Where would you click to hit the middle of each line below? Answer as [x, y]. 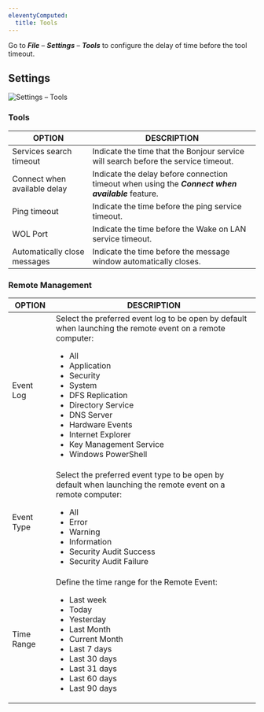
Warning [85, 532]
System [83, 385]
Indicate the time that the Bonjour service [169, 151]
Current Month [96, 639]
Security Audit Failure [109, 561]
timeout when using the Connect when [165, 183]
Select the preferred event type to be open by [140, 474]
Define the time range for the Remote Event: [136, 581]
